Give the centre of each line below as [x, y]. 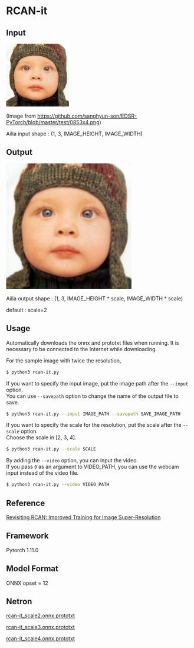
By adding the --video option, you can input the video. [72, 461]
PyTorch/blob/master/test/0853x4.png [53, 122]
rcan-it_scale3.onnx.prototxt [40, 627]
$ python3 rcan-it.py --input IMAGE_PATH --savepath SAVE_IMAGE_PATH [93, 414]
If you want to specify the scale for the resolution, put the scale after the [94, 425]
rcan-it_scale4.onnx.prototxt [41, 639]
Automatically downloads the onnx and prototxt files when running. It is [93, 343]
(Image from [21, 116]
